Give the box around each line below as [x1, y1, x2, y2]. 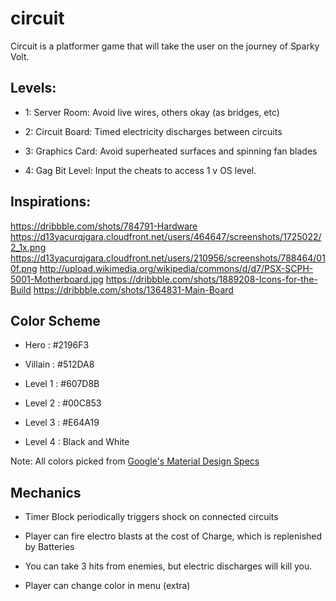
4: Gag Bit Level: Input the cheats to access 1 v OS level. [24, 164, 257, 176]
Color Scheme [10, 312, 101, 329]
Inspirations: [10, 193, 92, 211]
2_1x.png [10, 241, 47, 253]
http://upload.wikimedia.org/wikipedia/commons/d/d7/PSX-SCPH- [39, 262, 314, 274]
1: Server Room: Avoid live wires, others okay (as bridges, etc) [24, 106, 280, 118]
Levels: [10, 80, 57, 97]
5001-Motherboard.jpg [10, 273, 104, 285]
